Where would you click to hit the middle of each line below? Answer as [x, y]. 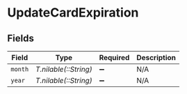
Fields [21, 38]
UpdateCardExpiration [73, 13]
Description [156, 58]
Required [114, 58]
